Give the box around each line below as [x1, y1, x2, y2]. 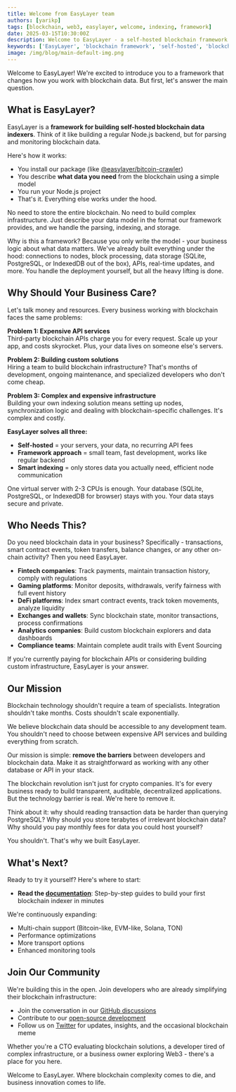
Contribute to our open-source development [17, 1013, 146, 1022]
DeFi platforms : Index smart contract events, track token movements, [17, 596, 220, 605]
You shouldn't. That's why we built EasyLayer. [7, 836, 140, 845]
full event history [17, 589, 67, 598]
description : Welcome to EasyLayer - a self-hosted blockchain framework [7, 37, 228, 44]
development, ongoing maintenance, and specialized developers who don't [7, 370, 225, 379]
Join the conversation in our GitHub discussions [17, 1006, 157, 1015]
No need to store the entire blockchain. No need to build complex [7, 208, 197, 216]
